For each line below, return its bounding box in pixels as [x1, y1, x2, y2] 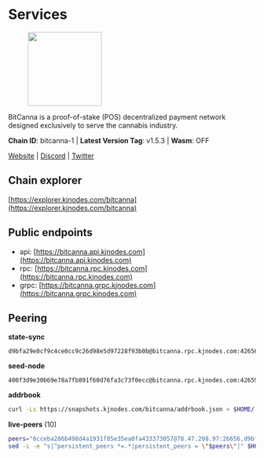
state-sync [8, 332, 46, 342]
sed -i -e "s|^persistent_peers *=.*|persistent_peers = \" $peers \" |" [8, 442, 244, 450]
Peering [8, 311, 48, 324]
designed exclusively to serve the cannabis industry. [8, 120, 178, 130]
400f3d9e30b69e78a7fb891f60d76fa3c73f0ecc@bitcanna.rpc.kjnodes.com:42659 [8, 376, 258, 385]
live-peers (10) [8, 419, 57, 430]
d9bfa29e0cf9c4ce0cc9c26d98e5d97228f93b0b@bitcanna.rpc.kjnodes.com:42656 [8, 348, 258, 356]
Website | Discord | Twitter [8, 151, 94, 161]
